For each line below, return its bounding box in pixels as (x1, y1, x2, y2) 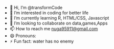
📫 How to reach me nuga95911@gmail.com (9, 26, 98, 31)
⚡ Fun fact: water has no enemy (9, 38, 74, 44)
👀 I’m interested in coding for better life (9, 10, 89, 16)
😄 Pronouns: (9, 33, 37, 39)
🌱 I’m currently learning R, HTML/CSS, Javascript (9, 15, 109, 21)
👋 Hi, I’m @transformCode (9, 5, 63, 10)
